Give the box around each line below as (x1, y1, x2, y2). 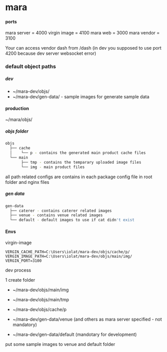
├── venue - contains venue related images (10, 213, 103, 218)
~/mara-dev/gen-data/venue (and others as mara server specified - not (12, 316, 162, 323)
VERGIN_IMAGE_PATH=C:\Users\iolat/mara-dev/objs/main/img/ (5, 254, 133, 259)
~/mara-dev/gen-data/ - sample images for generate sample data (12, 94, 150, 100)
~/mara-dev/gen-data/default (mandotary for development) (12, 331, 137, 338)
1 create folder (5, 277, 35, 283)
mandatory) (12, 322, 37, 328)
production (5, 105, 29, 111)
